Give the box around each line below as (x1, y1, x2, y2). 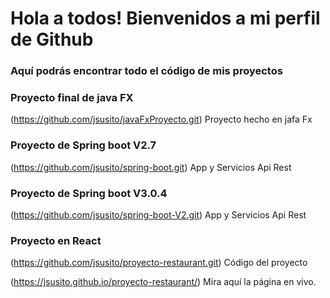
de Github (10, 28, 94, 51)
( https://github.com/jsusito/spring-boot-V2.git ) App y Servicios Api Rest (10, 209, 307, 221)
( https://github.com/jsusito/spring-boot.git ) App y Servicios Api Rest (10, 161, 292, 173)
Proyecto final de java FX (10, 91, 134, 105)
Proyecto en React (10, 233, 102, 247)
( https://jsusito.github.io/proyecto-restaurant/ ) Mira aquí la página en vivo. (10, 276, 317, 288)
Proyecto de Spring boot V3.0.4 (10, 186, 168, 200)
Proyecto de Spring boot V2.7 (10, 138, 157, 152)
